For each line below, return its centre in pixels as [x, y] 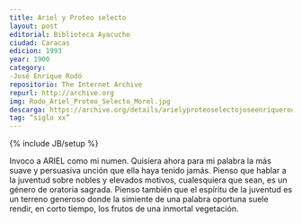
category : [28, 68]
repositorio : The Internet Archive [76, 85]
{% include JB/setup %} [54, 144]
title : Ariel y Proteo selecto [68, 18]
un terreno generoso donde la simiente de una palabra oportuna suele [139, 200]
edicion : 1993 [36, 51]
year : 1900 [30, 59]
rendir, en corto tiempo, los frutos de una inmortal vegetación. [124, 209]
